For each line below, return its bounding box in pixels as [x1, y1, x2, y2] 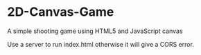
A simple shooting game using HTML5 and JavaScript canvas [7, 27, 183, 35]
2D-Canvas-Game [7, 4, 114, 20]
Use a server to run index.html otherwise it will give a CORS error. [7, 40, 194, 48]
